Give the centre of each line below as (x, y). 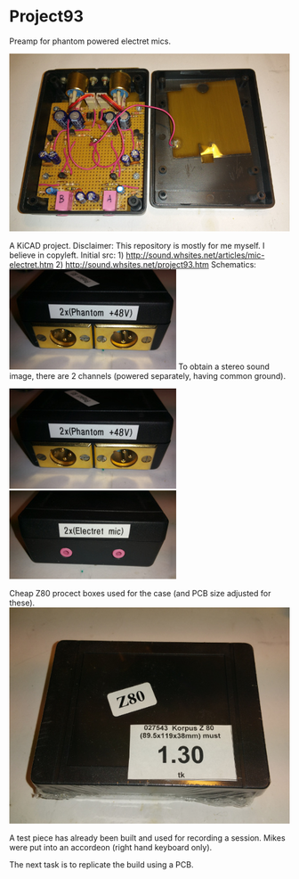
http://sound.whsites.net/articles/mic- (195, 255)
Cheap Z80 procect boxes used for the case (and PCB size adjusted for (140, 594)
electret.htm (32, 265)
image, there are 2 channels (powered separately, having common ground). (148, 376)
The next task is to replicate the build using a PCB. (101, 865)
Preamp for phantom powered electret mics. (90, 41)
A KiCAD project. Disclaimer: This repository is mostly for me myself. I (137, 246)
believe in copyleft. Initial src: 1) (67, 255)
